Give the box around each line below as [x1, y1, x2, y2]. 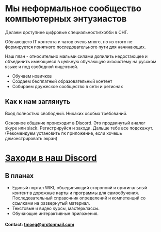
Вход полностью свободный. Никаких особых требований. [5, 110, 128, 116]
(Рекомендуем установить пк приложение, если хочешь [5, 130, 122, 136]
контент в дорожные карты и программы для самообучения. [12, 190, 139, 196]
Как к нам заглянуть [5, 98, 70, 106]
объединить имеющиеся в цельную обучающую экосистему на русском [5, 58, 157, 64]
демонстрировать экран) [5, 135, 58, 141]
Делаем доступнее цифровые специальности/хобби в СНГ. [5, 29, 129, 35]
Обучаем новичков [12, 73, 52, 79]
